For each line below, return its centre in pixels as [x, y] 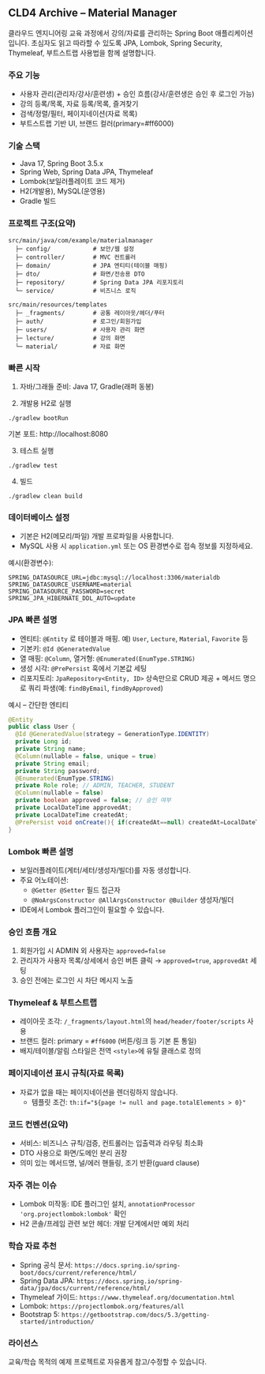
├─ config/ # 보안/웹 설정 [75, 249]
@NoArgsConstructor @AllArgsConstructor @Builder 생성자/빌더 [132, 899]
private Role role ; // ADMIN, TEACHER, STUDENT [95, 786]
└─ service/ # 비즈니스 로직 [76, 291]
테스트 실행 [37, 450]
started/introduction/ [57, 1322]
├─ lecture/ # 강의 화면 [71, 338]
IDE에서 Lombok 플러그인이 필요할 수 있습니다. [92, 909]
